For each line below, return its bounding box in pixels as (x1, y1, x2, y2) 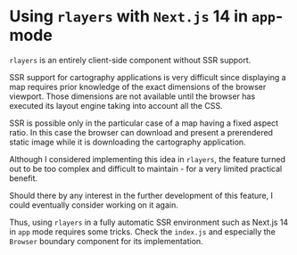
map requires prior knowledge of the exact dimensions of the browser (9, 81, 267, 92)
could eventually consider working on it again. (9, 199, 178, 210)
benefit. (9, 172, 38, 184)
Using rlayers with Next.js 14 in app (9, 6, 276, 27)
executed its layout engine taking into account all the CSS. (9, 100, 223, 111)
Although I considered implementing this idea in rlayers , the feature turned (9, 153, 285, 164)
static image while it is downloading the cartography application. (9, 136, 247, 147)
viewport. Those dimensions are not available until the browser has (9, 91, 256, 102)
